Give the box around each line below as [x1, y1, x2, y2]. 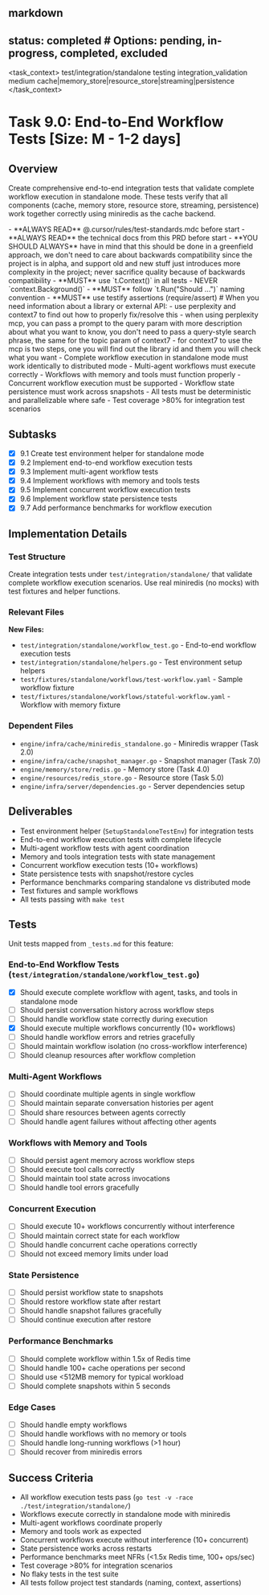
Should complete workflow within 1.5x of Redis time [19, 1354, 191, 1363]
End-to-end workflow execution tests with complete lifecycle [19, 834, 222, 844]
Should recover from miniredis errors [19, 1447, 143, 1457]
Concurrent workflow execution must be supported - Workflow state [8, 378, 235, 388]
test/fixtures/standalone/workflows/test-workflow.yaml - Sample [19, 675, 243, 684]
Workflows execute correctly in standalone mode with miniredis [19, 1510, 231, 1519]
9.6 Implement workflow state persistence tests [19, 494, 178, 504]
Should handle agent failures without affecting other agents [19, 1116, 217, 1126]
